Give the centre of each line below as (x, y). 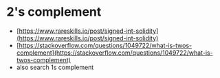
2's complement (54, 12)
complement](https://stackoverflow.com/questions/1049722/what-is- (115, 53)
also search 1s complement (55, 67)
